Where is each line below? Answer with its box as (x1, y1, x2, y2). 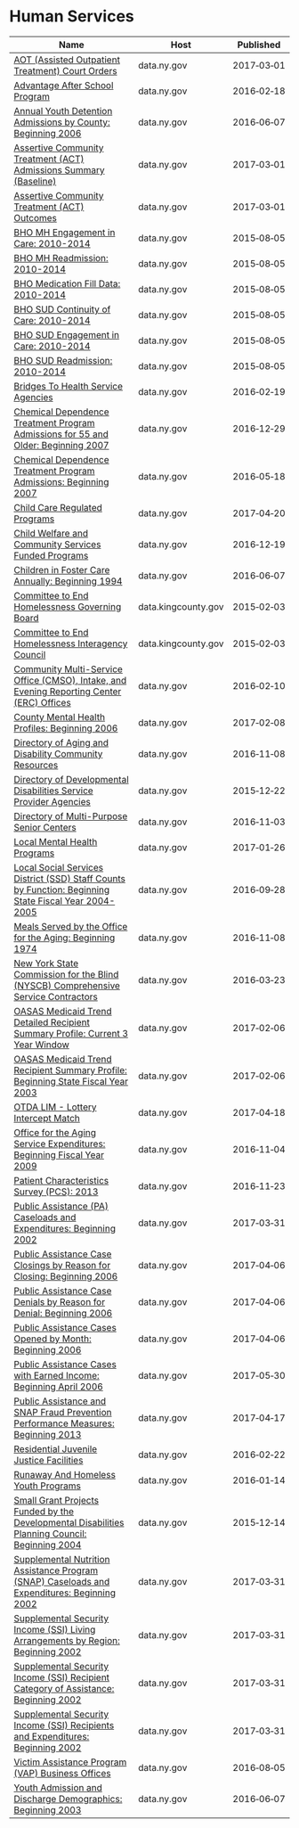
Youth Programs (13, 1480, 82, 1492)
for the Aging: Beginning (13, 931, 116, 944)
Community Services (13, 537, 101, 550)
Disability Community (13, 747, 103, 759)
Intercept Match (13, 1111, 80, 1124)
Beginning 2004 (13, 1538, 82, 1551)
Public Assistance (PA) (13, 1200, 109, 1212)
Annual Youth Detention (13, 104, 113, 117)
